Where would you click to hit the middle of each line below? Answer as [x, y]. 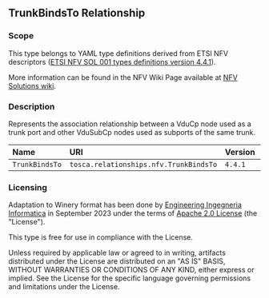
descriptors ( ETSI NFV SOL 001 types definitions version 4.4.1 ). [112, 62]
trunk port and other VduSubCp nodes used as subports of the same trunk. [132, 132]
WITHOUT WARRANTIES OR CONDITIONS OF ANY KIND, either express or [131, 270]
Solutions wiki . [32, 85]
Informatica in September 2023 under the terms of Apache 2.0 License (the [133, 213]
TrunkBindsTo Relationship [77, 13]
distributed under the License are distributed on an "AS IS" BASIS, [117, 261]
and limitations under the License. [64, 287]
